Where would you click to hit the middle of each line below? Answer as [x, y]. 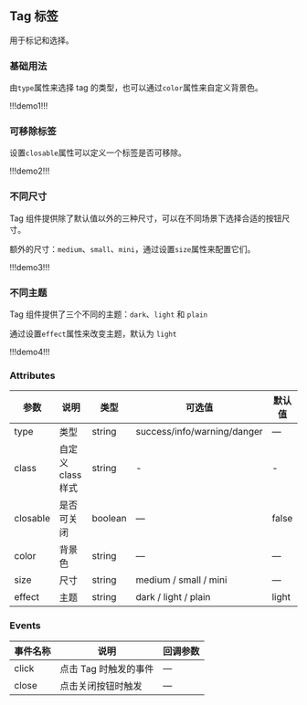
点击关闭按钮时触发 [101, 686]
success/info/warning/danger [199, 432]
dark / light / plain [173, 597]
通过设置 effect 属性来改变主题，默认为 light [93, 333]
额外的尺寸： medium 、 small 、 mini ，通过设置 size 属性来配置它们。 [132, 248]
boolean [109, 519]
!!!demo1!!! [29, 106]
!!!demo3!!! [30, 267]
